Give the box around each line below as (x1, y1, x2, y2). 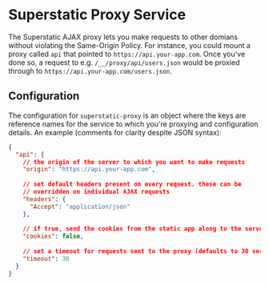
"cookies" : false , (22, 232, 84, 241)
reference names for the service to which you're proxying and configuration (8, 118, 259, 129)
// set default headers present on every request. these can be (22, 180, 242, 189)
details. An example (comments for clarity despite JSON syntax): (8, 127, 222, 137)
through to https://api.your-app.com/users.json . (8, 66, 172, 75)
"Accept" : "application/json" (29, 203, 130, 211)
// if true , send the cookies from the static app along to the (22, 225, 242, 233)
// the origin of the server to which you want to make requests (22, 158, 246, 166)
